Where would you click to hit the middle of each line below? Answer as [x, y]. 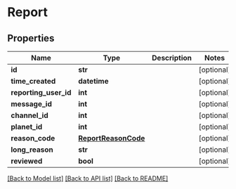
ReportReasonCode [112, 138]
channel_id [30, 115]
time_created [33, 81]
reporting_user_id [41, 92]
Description [172, 58]
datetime [93, 81]
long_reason [32, 150]
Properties [31, 38]
